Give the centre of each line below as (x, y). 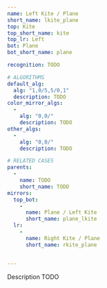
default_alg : (26, 84)
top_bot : (26, 200)
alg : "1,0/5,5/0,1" (41, 90)
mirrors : (20, 193)
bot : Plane (23, 46)
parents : (20, 167)
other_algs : (24, 129)
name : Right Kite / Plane (62, 238)
